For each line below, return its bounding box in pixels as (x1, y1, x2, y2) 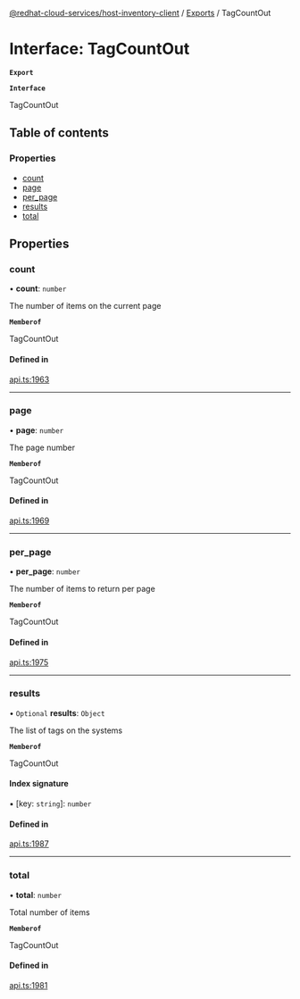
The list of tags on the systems (9, 725, 123, 736)
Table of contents (9, 125, 109, 141)
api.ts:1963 (9, 374, 50, 385)
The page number (9, 442, 76, 453)
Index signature (9, 778, 69, 789)
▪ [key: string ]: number (9, 798, 92, 809)
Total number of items (9, 906, 91, 918)
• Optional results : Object (9, 707, 105, 718)
